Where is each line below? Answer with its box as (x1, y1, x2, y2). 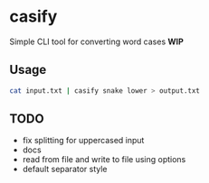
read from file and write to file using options (22, 154, 186, 165)
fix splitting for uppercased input (22, 135, 145, 146)
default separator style (22, 164, 108, 175)
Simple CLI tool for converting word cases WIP (9, 36, 184, 47)
